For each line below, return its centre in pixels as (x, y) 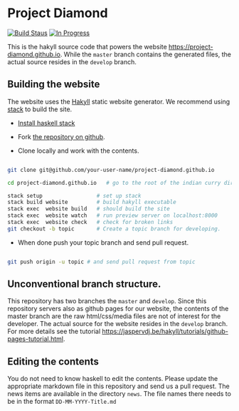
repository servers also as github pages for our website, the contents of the (118, 309)
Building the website (54, 85)
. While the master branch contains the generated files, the (145, 54)
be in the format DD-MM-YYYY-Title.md (62, 402)
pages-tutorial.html (36, 339)
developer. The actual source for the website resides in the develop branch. (118, 324)
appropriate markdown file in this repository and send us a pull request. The (118, 386)
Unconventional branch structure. (84, 284)
